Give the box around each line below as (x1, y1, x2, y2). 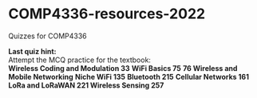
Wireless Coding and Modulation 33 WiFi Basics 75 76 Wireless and (8, 63, 238, 73)
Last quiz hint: (8, 46, 57, 56)
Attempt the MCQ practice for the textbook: (8, 55, 152, 65)
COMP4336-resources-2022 (8, 5, 206, 23)
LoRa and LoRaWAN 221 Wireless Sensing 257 (8, 80, 164, 90)
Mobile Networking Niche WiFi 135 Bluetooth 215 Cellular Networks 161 (8, 72, 250, 81)
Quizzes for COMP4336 (8, 31, 88, 41)
